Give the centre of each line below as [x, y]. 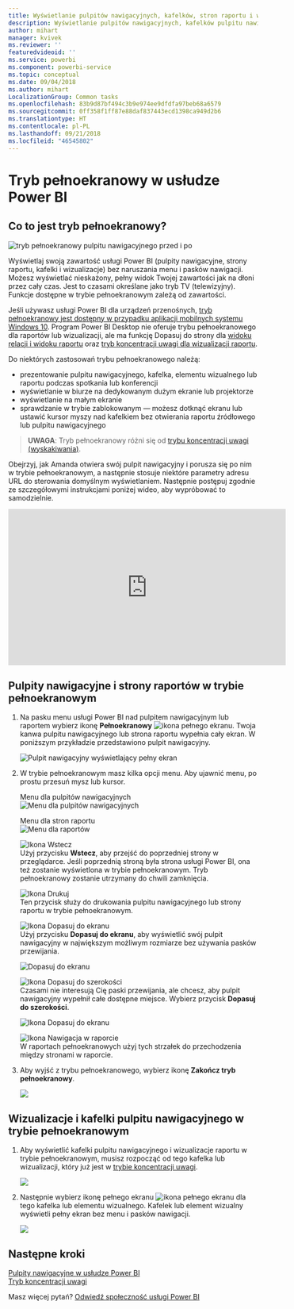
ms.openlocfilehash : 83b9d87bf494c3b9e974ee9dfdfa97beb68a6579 [115, 104]
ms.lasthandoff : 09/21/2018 [55, 133]
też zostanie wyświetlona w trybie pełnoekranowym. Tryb [114, 870]
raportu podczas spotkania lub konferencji [89, 382]
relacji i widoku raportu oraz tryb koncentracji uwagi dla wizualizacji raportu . [133, 344]
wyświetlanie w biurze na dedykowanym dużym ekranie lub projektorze [136, 391]
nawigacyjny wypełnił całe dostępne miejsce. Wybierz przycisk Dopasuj [137, 999]
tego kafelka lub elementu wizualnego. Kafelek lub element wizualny [132, 1206]
